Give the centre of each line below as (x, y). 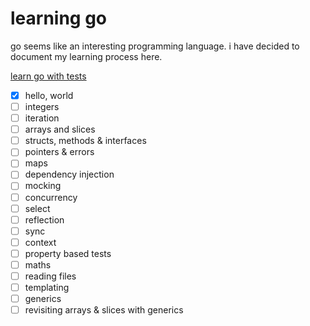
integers (42, 106)
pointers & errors (59, 152)
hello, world (49, 95)
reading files (50, 276)
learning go (59, 18)
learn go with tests (48, 76)
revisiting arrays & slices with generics (104, 310)
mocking (43, 186)
